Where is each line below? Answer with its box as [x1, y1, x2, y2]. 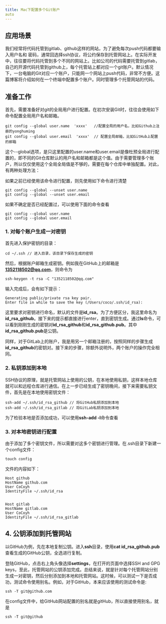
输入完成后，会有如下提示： [5, 286, 62, 292]
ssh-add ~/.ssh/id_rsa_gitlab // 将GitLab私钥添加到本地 [5, 405, 119, 410]
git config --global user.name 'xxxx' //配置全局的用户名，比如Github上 [5, 124, 156, 129]
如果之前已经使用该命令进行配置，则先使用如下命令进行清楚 [5, 178, 127, 184]
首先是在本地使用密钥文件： [13, 389, 70, 395]
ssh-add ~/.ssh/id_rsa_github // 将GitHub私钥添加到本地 [5, 400, 119, 405]
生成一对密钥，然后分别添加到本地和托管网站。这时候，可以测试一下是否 [5, 572, 153, 578]
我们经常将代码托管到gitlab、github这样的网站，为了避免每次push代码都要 [5, 46, 157, 52]
